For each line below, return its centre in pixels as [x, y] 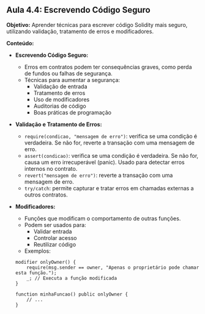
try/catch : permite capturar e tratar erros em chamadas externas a [109, 188]
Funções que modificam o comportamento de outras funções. [102, 218]
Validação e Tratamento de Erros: [58, 124]
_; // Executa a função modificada [72, 278]
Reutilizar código [55, 244]
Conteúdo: [20, 43]
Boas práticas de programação [73, 112]
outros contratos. [46, 195]
